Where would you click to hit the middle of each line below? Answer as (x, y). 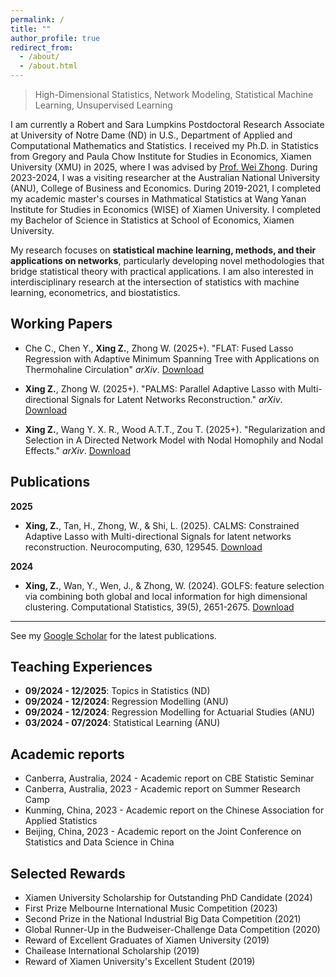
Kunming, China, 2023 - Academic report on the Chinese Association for (174, 810)
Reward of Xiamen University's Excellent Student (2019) (140, 962)
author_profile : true (55, 38)
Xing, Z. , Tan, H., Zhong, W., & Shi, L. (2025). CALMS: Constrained (162, 525)
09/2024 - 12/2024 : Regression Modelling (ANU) (126, 702)
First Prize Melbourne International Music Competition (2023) (151, 908)
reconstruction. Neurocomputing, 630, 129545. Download (143, 547)
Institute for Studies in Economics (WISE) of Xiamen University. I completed (166, 209)
